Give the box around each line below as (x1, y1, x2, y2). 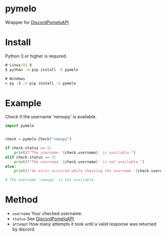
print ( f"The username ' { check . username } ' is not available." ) (14, 159, 145, 164)
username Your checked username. (12, 211, 83, 217)
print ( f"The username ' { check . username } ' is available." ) (14, 150, 136, 155)
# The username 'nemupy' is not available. (5, 178, 96, 183)
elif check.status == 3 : (5, 154, 56, 160)
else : (5, 164, 16, 169)
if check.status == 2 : (5, 145, 52, 151)
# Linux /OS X (5, 62, 32, 67)
